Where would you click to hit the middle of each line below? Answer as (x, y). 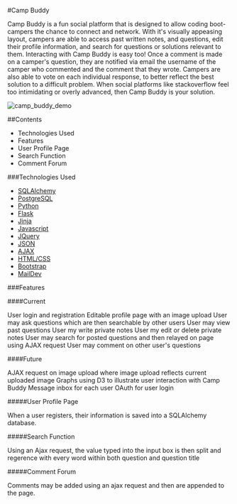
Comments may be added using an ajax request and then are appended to (116, 485)
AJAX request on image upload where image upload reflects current (107, 373)
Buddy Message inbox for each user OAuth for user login (90, 388)
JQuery (29, 236)
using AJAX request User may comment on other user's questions (104, 345)
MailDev (29, 274)
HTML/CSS (34, 259)
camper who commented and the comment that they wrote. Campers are (114, 69)
